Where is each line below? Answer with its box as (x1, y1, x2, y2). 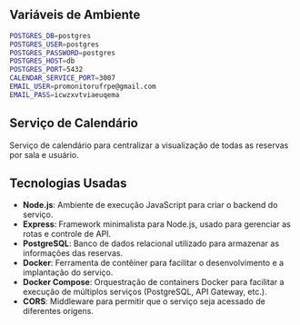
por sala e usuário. (9, 149, 79, 160)
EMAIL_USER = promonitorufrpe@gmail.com (9, 82, 156, 92)
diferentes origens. (22, 306, 94, 317)
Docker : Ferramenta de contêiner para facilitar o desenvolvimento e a (22, 258, 285, 269)
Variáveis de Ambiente (9, 7, 141, 23)
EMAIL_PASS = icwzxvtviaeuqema (9, 90, 120, 99)
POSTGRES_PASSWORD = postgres (9, 48, 116, 57)
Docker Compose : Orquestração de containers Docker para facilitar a (22, 277, 285, 288)
